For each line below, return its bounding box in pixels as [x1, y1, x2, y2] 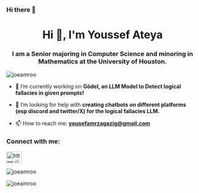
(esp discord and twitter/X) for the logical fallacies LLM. [15, 108, 160, 115]
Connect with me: [6, 137, 60, 146]
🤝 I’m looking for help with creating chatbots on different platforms [15, 101, 186, 108]
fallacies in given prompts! [15, 89, 84, 97]
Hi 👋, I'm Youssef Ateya [42, 28, 163, 42]
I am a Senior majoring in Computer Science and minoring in [12, 50, 194, 58]
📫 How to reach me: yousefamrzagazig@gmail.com [15, 120, 151, 127]
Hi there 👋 [6, 5, 37, 14]
